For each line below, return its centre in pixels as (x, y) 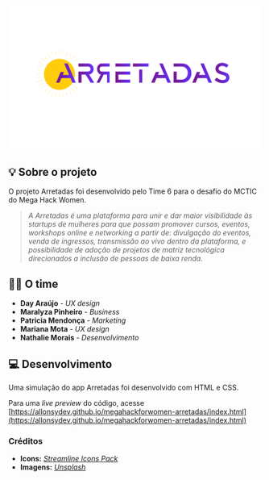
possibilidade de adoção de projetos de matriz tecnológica (126, 250)
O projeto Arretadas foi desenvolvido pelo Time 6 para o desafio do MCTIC (133, 191)
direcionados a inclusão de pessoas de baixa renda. (115, 259)
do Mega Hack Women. (48, 200)
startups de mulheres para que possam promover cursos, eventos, (139, 224)
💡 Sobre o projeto (53, 172)
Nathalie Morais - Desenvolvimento (79, 338)
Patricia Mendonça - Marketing (73, 320)
